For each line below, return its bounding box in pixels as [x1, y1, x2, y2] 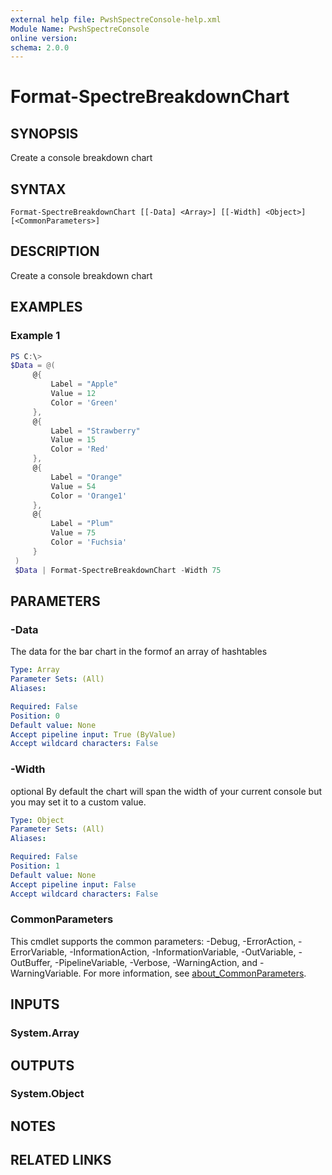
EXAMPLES [10, 299, 83, 316]
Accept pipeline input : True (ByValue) [10, 729, 177, 740]
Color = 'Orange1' [50, 491, 128, 501]
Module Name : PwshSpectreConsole [10, 24, 150, 34]
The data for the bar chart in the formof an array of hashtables [10, 646, 268, 658]
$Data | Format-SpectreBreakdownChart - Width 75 [14, 565, 222, 575]
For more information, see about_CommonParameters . [83, 967, 307, 979]
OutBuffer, [10, 956, 53, 968]
